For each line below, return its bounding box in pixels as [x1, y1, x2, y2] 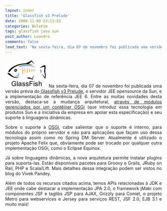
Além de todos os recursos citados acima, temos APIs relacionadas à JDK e [5, 180, 162, 186]
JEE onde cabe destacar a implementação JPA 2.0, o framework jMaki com [5, 185, 162, 191]
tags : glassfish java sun [5, 29, 59, 34]
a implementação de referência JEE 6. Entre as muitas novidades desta [5, 93, 162, 99]
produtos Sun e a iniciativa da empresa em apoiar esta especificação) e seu [5, 109, 162, 115]
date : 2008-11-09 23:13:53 [5, 18, 61, 23]
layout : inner [5, 8, 35, 13]
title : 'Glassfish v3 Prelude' [5, 13, 70, 18]
